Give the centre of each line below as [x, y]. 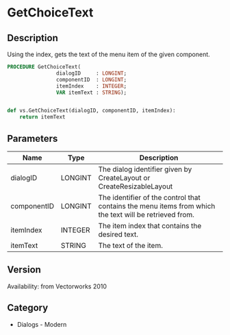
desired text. [118, 234]
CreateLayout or [124, 177]
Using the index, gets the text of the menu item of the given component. [108, 54]
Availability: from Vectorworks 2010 [57, 286]
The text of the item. [130, 245]
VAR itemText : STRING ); [91, 92]
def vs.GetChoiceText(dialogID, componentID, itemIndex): [91, 111]
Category [28, 308]
